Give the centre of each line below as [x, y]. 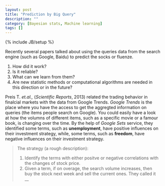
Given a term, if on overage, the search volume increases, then [88, 169]
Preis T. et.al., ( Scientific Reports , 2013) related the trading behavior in [76, 97]
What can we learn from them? [44, 77]
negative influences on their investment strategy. [55, 139]
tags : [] [14, 28]
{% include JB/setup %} [30, 42]
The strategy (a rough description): [53, 149]
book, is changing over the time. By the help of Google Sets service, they [79, 123]
